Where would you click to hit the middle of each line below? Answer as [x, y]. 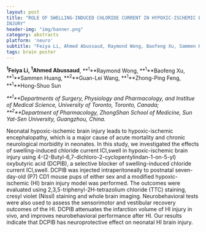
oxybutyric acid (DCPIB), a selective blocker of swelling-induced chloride [99, 164]
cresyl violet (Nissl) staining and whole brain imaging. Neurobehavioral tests [102, 196]
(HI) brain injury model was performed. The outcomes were [105, 183]
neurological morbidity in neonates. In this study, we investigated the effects [103, 144]
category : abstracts [33, 35]
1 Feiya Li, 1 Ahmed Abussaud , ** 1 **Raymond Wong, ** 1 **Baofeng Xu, [96, 70]
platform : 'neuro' [30, 41]
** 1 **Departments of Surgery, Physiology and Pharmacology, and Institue [101, 98]
